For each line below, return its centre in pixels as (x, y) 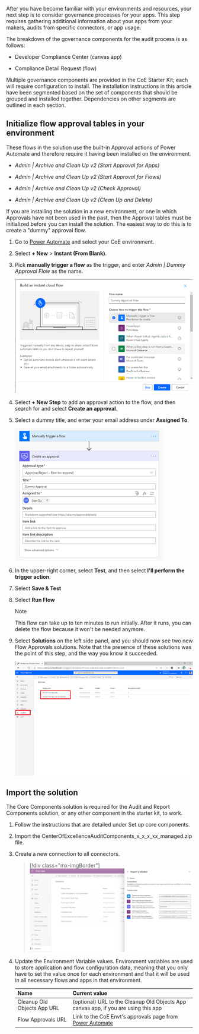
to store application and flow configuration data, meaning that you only (101, 967)
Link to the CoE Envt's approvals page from (125, 1016)
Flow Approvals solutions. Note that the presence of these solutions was (103, 647)
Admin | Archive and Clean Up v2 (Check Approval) (78, 188)
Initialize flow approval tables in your (76, 124)
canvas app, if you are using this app (117, 1008)
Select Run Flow (35, 600)
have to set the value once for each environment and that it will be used (102, 973)
